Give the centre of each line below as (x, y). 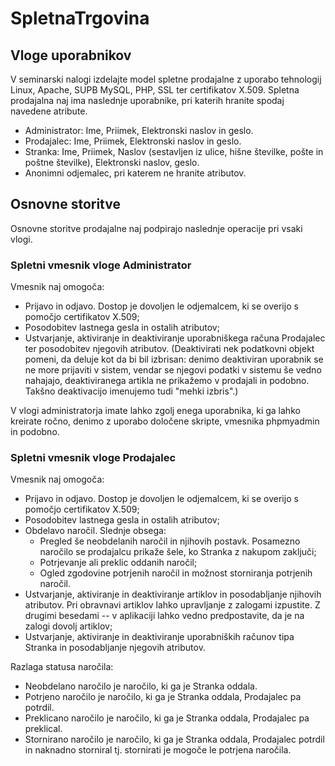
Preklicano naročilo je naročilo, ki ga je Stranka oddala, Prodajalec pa (167, 718)
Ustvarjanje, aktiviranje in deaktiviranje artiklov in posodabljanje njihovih (173, 594)
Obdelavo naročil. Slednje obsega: (95, 531)
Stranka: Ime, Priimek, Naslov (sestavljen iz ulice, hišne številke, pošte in (174, 151)
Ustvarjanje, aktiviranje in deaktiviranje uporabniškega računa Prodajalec (175, 338)
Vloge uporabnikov (71, 55)
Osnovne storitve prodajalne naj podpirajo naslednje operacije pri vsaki (156, 228)
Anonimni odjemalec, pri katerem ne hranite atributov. (135, 173)
